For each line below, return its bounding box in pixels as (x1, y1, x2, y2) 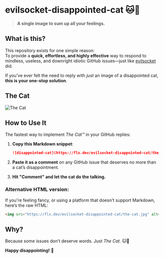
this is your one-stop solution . (5, 77, 67, 83)
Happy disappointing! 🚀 (5, 248, 54, 254)
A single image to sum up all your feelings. (17, 20, 105, 26)
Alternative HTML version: (5, 186, 69, 193)
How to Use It (5, 119, 46, 127)
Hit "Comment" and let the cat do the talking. (12, 174, 106, 180)
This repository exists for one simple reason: (5, 47, 95, 53)
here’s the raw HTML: (5, 202, 48, 208)
